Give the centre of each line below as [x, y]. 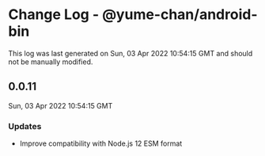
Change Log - [54, 15]
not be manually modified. [51, 62]
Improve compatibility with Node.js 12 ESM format [101, 143]
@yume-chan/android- [180, 15]
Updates [25, 126]
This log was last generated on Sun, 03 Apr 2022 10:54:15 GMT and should [131, 53]
